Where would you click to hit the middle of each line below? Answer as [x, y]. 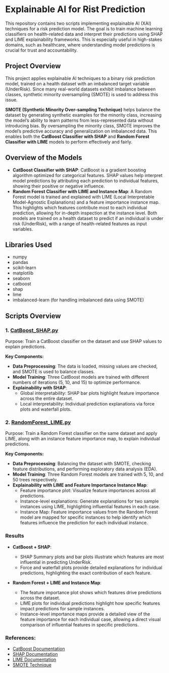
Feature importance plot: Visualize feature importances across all [88, 490]
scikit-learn [24, 268]
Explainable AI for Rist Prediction [75, 9]
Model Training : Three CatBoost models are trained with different [81, 377]
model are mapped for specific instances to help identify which [86, 517]
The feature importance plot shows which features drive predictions [91, 592]
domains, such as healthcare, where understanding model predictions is [80, 44]
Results [15, 536]
